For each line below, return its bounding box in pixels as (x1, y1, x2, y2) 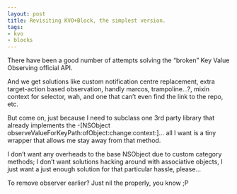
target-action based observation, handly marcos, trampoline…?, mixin (7, 85, 210, 93)
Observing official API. (7, 64, 73, 72)
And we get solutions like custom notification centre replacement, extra (7, 77, 216, 86)
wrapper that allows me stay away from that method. (7, 136, 161, 145)
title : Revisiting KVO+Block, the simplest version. (7, 17, 166, 24)
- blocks (7, 37, 33, 44)
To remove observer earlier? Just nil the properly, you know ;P (7, 178, 189, 188)
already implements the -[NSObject (7, 121, 111, 130)
